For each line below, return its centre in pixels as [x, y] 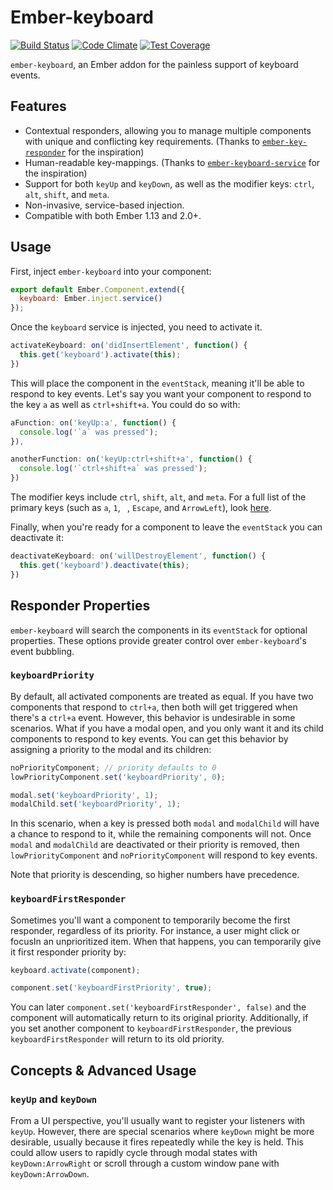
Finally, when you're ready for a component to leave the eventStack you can [166, 527]
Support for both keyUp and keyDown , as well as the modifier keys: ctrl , [169, 183]
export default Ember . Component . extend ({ [98, 289]
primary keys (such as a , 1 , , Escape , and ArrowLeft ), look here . [141, 508]
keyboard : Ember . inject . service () [91, 299]
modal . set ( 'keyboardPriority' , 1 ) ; [84, 795]
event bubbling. [42, 651]
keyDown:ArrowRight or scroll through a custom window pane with [145, 1163]
